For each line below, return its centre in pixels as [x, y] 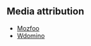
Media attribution [45, 11]
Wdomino [31, 36]
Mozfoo [28, 28]
